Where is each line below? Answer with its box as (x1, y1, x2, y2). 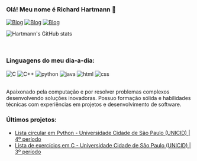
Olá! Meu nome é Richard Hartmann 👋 (6, 5, 117, 14)
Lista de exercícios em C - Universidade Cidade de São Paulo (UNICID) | (14, 141, 191, 149)
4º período (14, 136, 41, 143)
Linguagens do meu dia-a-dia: (6, 56, 95, 65)
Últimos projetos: (6, 115, 57, 124)
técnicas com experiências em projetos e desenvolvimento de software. (6, 101, 182, 108)
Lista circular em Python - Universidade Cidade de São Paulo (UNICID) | (14, 129, 190, 136)
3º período (14, 148, 41, 155)
